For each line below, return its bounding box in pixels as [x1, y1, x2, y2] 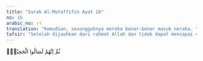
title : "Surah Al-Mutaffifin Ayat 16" [6, 8, 104, 15]
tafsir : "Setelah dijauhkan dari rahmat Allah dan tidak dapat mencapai [6, 31, 193, 37]
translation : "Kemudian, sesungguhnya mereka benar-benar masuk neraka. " [6, 25, 199, 32]
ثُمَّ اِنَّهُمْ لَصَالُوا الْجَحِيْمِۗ [6, 48, 60, 55]
